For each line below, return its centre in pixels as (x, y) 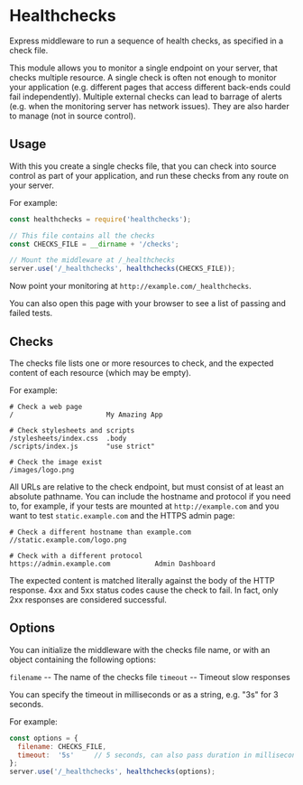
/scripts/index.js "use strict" (82, 446)
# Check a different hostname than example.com (101, 532)
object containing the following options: (83, 659)
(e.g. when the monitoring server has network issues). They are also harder (150, 106)
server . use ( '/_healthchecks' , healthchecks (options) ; (113, 772)
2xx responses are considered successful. (88, 599)
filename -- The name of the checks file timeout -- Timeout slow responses (150, 677)
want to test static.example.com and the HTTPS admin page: (122, 515)
